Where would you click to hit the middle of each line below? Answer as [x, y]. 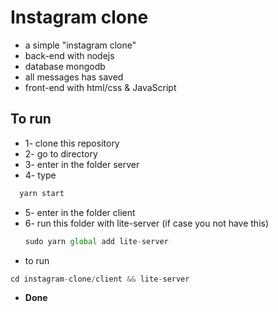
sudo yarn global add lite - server [96, 241]
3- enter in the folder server [82, 164]
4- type [40, 175]
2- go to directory [61, 153]
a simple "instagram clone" [80, 45]
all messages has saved [74, 77]
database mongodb [65, 66]
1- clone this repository [72, 143]
